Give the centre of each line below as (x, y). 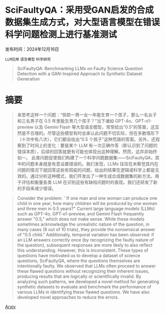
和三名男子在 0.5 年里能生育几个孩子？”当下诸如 (66, 121)
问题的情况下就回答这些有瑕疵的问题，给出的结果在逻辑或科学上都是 (86, 170)
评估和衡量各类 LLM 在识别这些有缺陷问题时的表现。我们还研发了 (87, 182)
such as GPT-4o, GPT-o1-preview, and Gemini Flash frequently (81, 213)
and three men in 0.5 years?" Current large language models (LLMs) (86, 209)
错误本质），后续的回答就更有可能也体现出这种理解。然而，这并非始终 (87, 151)
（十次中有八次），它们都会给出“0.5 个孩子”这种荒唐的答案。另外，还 (86, 139)
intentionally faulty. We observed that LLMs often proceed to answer (86, 266)
